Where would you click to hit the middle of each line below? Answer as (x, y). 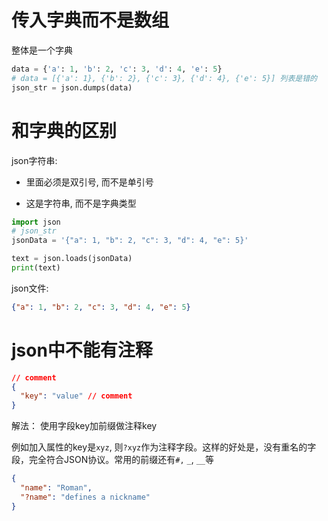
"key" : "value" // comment (76, 396)
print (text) (36, 268)
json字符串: (34, 160)
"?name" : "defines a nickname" (85, 497)
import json (36, 222)
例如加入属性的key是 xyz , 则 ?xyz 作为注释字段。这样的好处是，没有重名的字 (164, 447)
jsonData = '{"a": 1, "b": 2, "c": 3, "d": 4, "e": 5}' (130, 241)
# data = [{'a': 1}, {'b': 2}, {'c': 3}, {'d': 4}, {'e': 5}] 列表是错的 (164, 78)
